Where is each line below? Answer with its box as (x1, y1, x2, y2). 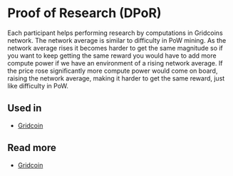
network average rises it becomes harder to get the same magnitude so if (7, 43, 223, 52)
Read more (7, 142, 57, 154)
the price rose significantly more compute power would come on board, (7, 66, 218, 75)
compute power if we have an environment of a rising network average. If (7, 58, 223, 67)
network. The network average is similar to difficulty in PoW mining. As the (7, 36, 227, 44)
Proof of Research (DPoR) (7, 5, 162, 21)
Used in (7, 102, 42, 115)
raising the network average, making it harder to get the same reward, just (7, 73, 225, 83)
